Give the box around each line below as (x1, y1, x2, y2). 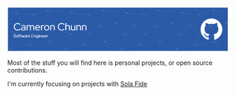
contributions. (7, 65, 48, 74)
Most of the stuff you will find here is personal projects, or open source (7, 58, 213, 67)
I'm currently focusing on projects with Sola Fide (7, 80, 147, 88)
